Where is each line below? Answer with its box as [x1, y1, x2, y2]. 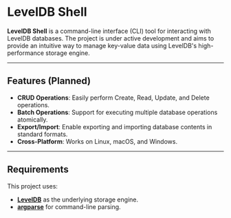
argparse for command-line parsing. [16, 202, 122, 210]
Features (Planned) [7, 75, 91, 87]
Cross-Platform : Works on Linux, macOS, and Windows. [16, 137, 177, 145]
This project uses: [7, 182, 58, 190]
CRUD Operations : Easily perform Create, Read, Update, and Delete [16, 94, 210, 102]
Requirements [7, 164, 69, 175]
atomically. [16, 115, 48, 124]
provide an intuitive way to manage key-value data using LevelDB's [7, 41, 197, 50]
